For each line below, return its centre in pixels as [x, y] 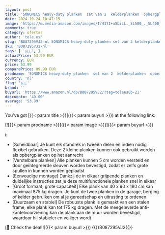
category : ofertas [24, 33]
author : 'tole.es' [24, 37]
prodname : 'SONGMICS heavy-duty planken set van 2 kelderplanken [76, 74]
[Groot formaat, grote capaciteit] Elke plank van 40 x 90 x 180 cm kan [82, 186]
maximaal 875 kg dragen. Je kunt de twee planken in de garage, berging [85, 192]
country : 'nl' [20, 78]
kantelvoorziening [30, 213]
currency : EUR [20, 60]
